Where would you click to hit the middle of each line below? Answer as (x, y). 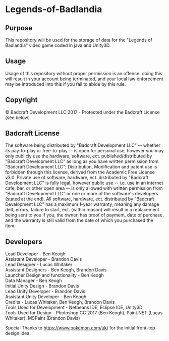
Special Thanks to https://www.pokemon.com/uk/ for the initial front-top (80, 328)
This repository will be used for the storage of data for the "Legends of (79, 40)
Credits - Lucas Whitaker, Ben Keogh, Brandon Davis (60, 302)
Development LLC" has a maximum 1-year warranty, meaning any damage (82, 204)
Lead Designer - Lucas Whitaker (39, 265)
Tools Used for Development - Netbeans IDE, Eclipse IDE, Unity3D (74, 307)
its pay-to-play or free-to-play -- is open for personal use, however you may (84, 151)
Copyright (21, 100)
